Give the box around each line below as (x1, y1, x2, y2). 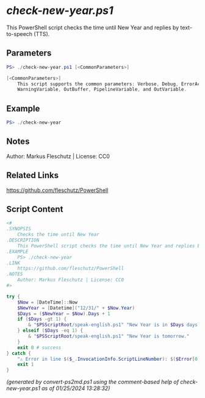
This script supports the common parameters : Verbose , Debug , (17, 80, 179, 87)
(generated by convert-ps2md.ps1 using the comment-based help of (6, 378, 179, 386)
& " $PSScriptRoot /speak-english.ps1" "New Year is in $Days (28, 322, 184, 328)
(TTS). (33, 30, 50, 37)
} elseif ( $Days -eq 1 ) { (17, 327, 84, 334)
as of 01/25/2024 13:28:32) (41, 385, 110, 392)
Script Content (6, 204, 63, 214)
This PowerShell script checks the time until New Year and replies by (6, 24, 179, 31)
